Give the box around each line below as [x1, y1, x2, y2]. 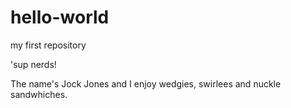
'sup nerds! [10, 58, 57, 70]
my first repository [10, 39, 87, 51]
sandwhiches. [10, 88, 68, 100]
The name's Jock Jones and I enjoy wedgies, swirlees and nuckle [10, 77, 282, 90]
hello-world [10, 6, 110, 29]
